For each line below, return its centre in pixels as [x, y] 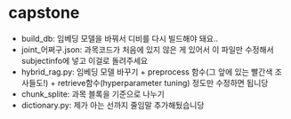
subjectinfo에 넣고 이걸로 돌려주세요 [85, 60]
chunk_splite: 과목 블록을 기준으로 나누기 [93, 94]
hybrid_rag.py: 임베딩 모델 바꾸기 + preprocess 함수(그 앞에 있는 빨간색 [147, 71]
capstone [44, 13]
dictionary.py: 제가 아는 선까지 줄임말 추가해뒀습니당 [113, 105]
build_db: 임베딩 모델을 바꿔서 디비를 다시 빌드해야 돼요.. [120, 38]
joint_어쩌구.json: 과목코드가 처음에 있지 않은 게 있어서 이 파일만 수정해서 [147, 49]
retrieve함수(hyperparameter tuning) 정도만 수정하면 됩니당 [163, 83]
